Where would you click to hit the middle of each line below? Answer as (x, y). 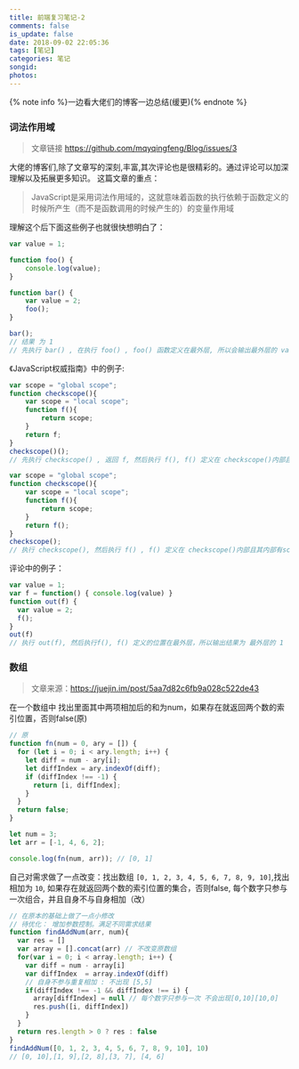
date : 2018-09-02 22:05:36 (59, 42)
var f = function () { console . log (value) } (91, 594)
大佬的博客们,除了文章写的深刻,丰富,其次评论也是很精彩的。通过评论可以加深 (149, 167)
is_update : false (41, 34)
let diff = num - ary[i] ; (73, 761)
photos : (24, 76)
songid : (24, 68)
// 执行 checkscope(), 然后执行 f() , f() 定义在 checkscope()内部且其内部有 (146, 550)
